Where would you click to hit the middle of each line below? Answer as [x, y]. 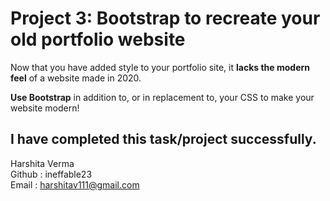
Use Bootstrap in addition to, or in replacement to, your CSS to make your [162, 97]
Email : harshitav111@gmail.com [75, 184]
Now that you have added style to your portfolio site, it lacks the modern [160, 67]
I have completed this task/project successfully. [163, 139]
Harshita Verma [42, 163]
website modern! [45, 108]
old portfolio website [98, 39]
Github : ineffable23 [51, 174]
